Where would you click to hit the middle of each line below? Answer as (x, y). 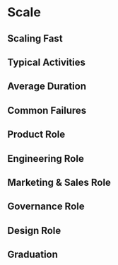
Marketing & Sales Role (59, 182)
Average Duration (47, 87)
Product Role (36, 135)
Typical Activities (47, 62)
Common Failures (47, 110)
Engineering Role (46, 159)
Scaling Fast (35, 39)
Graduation (33, 255)
